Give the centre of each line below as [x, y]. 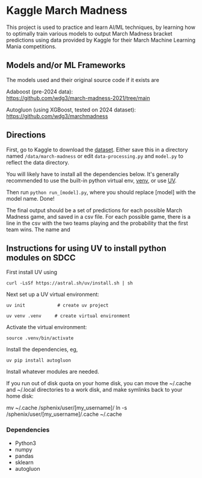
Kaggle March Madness [67, 11]
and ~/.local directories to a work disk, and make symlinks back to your [94, 390]
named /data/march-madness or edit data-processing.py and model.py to [95, 156]
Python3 [25, 443]
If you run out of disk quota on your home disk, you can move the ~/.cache [99, 383]
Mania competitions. [32, 46]
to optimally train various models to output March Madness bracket [89, 33]
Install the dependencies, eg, [42, 350]
